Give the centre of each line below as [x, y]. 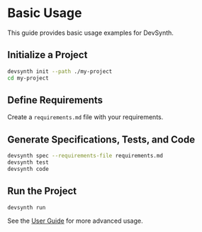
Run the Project [42, 191]
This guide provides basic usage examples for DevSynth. [90, 33]
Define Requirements [55, 100]
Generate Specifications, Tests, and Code [101, 139]
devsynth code [28, 169]
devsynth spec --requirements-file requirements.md [85, 156]
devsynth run [27, 207]
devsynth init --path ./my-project [60, 71]
